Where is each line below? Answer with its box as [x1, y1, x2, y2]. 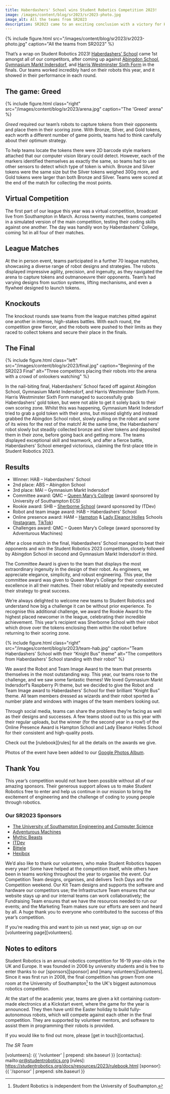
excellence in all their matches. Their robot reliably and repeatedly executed [5, 582, 163, 588]
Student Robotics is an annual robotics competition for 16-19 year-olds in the [5, 958, 165, 964]
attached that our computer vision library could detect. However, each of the [5, 153, 165, 159]
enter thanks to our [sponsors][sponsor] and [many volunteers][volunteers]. [5, 968, 163, 975]
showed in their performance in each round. [5, 72, 97, 79]
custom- [143, 995, 161, 1002]
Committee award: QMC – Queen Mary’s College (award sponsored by [12, 492, 159, 498]
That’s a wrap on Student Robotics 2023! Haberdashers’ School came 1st [5, 51, 158, 57]
